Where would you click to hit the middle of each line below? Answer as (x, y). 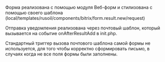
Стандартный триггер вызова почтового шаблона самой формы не (78, 43)
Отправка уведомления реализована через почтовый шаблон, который (83, 28)
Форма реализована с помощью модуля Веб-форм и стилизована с (79, 7)
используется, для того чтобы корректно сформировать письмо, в (77, 49)
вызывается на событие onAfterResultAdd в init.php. (61, 33)
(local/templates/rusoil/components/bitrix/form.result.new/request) (75, 18)
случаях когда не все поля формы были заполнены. (61, 54)
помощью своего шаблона (34, 13)
